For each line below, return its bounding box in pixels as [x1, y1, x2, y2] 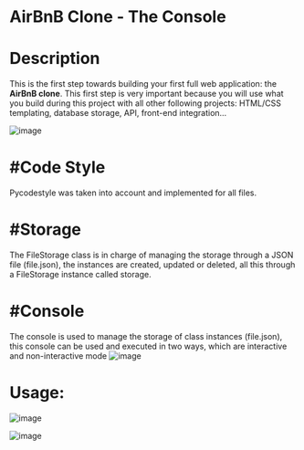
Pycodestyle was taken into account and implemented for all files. [9, 187, 257, 198]
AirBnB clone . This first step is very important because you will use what [9, 89, 285, 99]
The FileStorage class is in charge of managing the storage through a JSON [9, 249, 294, 260]
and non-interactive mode [9, 350, 108, 361]
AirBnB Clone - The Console [9, 6, 226, 27]
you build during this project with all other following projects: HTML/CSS [9, 98, 281, 109]
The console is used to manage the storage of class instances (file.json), [9, 330, 283, 341]
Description [9, 48, 100, 69]
